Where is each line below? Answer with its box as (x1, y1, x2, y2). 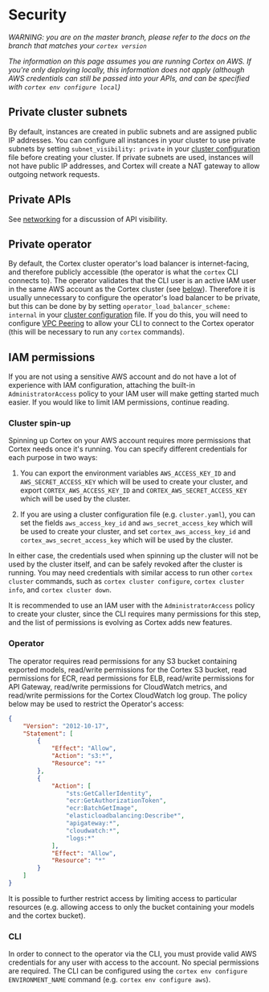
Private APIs (8, 193, 71, 207)
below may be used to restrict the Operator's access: (8, 698, 185, 709)
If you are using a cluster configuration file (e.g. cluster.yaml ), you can (19, 509, 255, 520)
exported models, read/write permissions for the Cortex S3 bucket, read (8, 665, 247, 674)
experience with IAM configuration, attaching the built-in (8, 381, 195, 390)
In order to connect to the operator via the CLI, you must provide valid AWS (8, 949, 257, 959)
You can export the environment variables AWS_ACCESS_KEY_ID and (19, 468, 237, 478)
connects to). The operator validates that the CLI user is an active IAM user (8, 276, 257, 286)
